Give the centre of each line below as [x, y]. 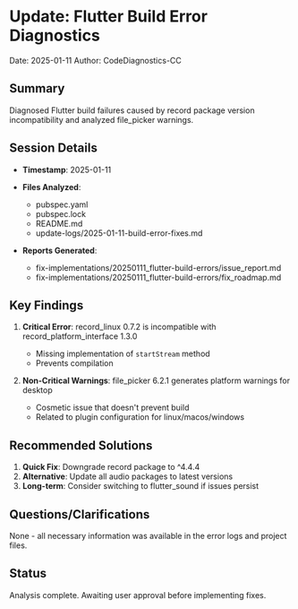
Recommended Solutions [81, 445]
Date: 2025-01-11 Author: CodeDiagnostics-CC [95, 60]
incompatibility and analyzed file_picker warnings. [102, 119]
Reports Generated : [60, 250]
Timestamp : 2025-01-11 [67, 170]
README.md [59, 223]
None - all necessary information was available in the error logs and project [148, 536]
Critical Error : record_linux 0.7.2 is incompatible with [119, 327]
